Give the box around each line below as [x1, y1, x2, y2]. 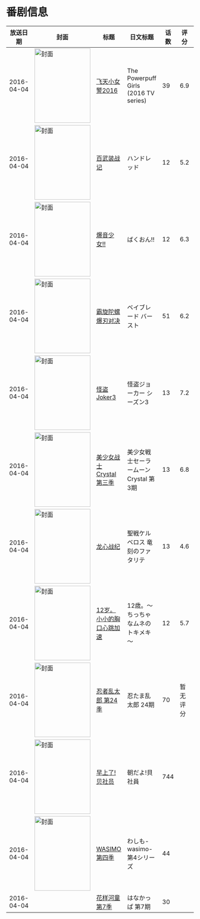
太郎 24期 [127, 700, 155, 708]
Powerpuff [127, 74, 157, 82]
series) [127, 96, 147, 104]
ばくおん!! [127, 235, 155, 243]
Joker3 [96, 393, 116, 401]
